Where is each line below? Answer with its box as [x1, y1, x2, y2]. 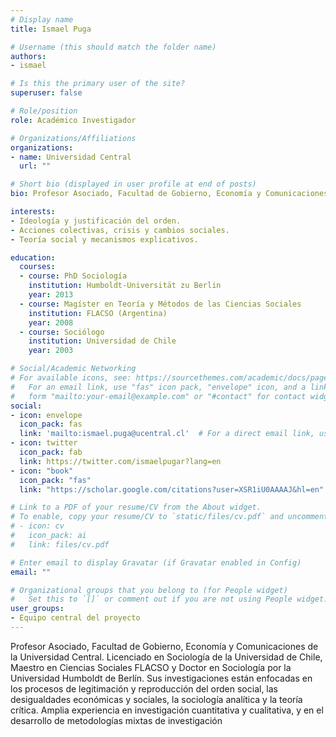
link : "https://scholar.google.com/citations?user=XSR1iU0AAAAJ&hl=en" [19, 484, 325, 495]
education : [10, 252, 56, 263]
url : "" [19, 161, 52, 171]
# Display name [10, 14, 74, 25]
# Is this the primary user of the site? [10, 79, 186, 89]
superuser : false [10, 88, 83, 98]
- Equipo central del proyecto [10, 613, 141, 623]
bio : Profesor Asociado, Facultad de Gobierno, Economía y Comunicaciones [10, 189, 329, 199]
